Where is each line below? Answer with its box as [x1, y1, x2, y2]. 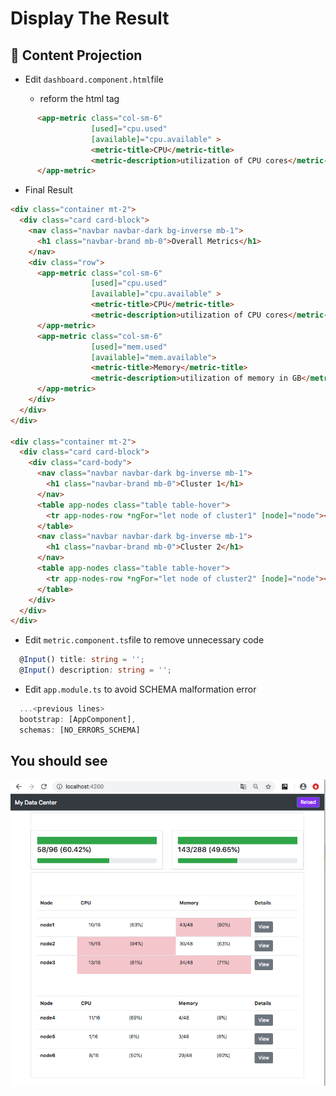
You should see [10, 753, 108, 770]
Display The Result [10, 7, 170, 30]
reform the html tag [39, 93, 120, 104]
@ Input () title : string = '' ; [19, 655, 145, 665]
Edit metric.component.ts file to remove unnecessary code [24, 634, 265, 646]
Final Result [24, 184, 73, 196]
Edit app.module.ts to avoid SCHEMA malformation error [24, 683, 257, 695]
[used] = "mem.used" [90, 342, 168, 352]
